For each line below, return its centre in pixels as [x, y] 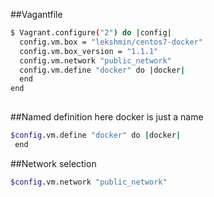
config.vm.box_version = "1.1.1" [89, 51]
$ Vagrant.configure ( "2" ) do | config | [91, 33]
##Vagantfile [36, 14]
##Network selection [53, 163]
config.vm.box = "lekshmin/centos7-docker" [111, 42]
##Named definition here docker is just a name [107, 117]
